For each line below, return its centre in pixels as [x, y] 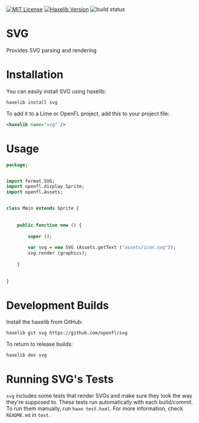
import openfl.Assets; [35, 192]
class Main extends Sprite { [43, 208]
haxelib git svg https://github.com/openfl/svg [67, 333]
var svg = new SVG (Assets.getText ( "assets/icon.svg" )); [102, 248]
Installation [35, 75]
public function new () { [50, 225]
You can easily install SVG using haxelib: [56, 91]
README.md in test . [28, 415]
